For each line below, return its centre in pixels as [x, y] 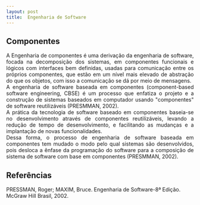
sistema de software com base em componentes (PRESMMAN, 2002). [92, 157]
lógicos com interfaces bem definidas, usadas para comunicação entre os [100, 68]
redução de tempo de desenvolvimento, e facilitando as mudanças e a [100, 125]
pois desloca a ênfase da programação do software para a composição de [100, 150]
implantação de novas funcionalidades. [54, 131]
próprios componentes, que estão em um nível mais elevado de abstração [100, 74]
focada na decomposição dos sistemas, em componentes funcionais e [100, 62]
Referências [29, 175]
